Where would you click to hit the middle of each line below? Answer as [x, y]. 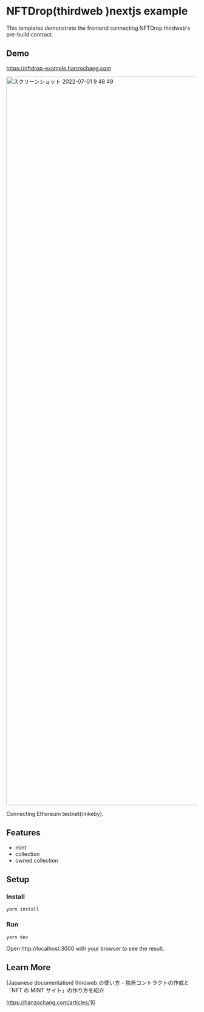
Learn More [29, 967]
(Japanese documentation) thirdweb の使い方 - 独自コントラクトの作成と [98, 983]
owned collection [37, 860]
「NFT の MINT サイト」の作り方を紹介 [55, 990]
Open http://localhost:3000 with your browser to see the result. [86, 948]
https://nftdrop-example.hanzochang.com [59, 68]
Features [23, 833]
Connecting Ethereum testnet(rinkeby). [55, 813]
